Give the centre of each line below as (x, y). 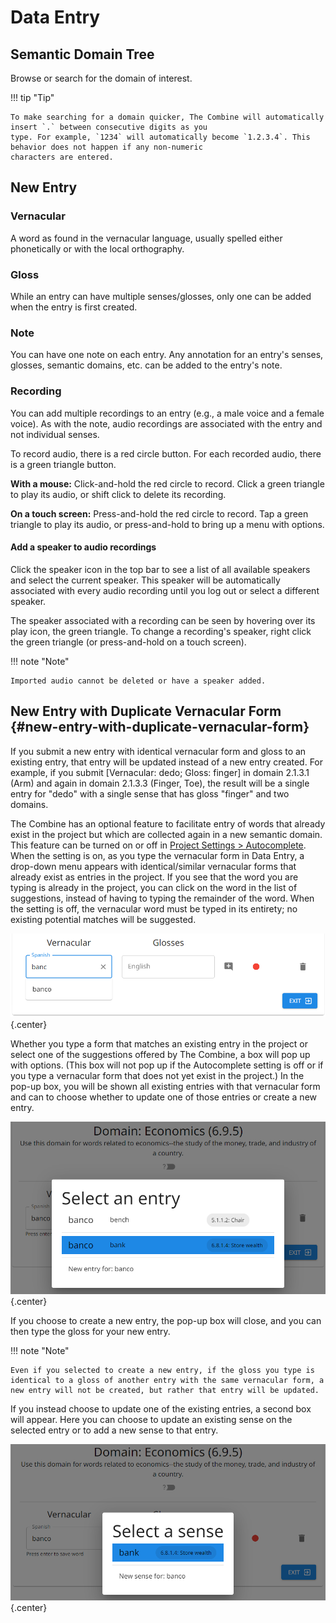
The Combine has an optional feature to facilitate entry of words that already (168, 823)
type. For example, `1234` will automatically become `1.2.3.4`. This (160, 137)
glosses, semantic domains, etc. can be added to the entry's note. (146, 365)
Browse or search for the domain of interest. (101, 78)
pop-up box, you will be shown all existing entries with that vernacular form (165, 1086)
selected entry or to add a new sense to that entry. (114, 1430)
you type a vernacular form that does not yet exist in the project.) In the (157, 1075)
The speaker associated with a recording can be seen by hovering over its (163, 620)
